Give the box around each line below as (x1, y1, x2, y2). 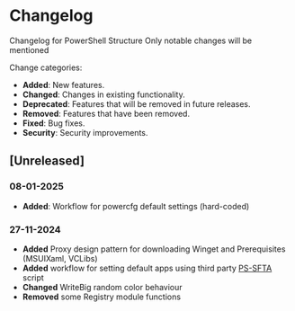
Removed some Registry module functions (22, 291, 182, 302)
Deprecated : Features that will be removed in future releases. (22, 98, 251, 109)
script (22, 271, 45, 283)
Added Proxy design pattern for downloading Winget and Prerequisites (22, 244, 286, 254)
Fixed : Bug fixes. (22, 118, 85, 129)
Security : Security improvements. (22, 127, 148, 138)
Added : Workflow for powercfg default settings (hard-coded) (22, 200, 250, 211)
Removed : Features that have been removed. (22, 108, 191, 119)
